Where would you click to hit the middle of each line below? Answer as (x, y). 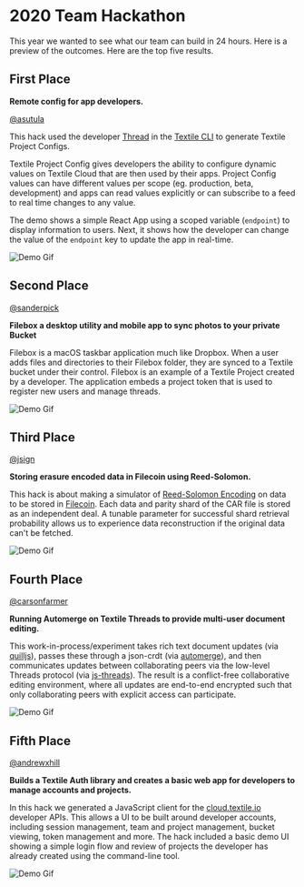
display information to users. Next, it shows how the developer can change (149, 229)
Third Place (42, 437)
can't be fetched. (42, 533)
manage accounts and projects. (70, 790)
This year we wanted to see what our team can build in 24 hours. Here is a (148, 41)
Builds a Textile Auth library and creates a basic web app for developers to (152, 780)
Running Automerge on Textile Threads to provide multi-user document (147, 619)
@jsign (22, 459)
